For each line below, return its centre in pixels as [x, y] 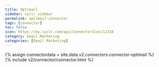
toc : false [16, 27]
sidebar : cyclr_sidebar [29, 14]
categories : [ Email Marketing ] [37, 41]
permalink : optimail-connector [37, 18]
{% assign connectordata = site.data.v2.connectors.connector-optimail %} [79, 54]
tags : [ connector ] [24, 23]
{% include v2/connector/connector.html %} [49, 60]
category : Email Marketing [32, 37]
